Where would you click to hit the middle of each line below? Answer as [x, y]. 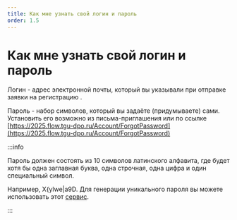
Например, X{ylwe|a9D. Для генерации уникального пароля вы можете [115, 189]
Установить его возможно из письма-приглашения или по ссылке [107, 118]
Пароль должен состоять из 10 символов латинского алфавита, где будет [119, 161]
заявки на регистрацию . [45, 97]
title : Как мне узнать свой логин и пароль [72, 14]
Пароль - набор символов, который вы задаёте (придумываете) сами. [114, 111]
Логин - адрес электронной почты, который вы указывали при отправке [117, 90]
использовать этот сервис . [48, 197]
